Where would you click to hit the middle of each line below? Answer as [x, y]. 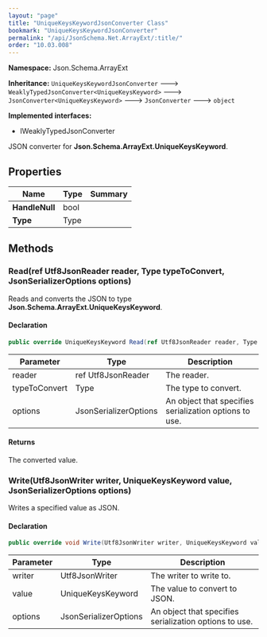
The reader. [187, 375]
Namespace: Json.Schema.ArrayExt [68, 68]
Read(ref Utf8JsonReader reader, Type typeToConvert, [116, 272]
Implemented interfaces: [50, 115]
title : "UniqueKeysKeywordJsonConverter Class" [89, 23]
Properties [35, 172]
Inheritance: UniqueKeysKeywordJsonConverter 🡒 [93, 84]
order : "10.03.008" [41, 45]
